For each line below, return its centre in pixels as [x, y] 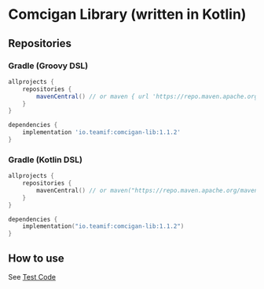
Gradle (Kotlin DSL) [45, 160]
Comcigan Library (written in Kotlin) [127, 14]
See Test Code [32, 276]
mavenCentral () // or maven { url [93, 96]
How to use [36, 258]
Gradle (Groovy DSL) [48, 66]
